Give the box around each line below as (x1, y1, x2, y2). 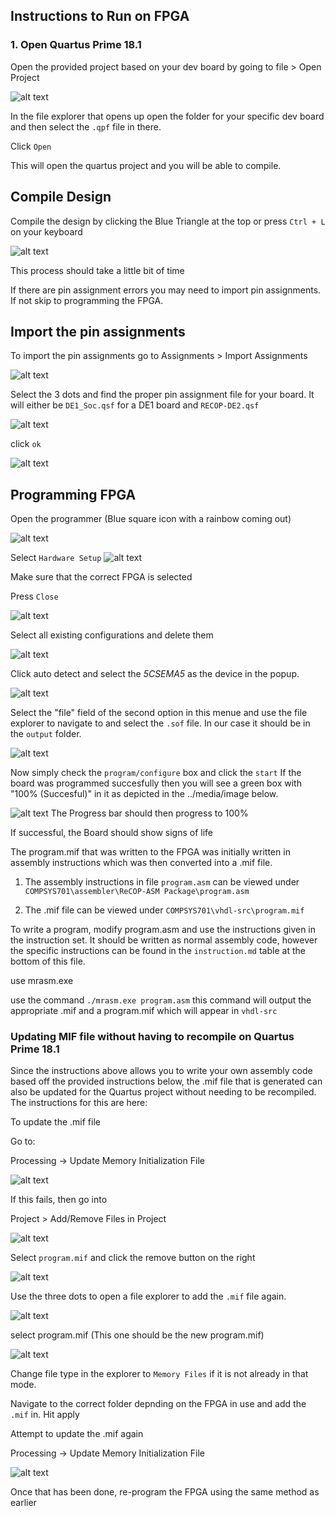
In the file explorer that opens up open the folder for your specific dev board (10, 110, 325, 122)
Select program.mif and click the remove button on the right (10, 1252, 256, 1264)
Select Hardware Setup (10, 552, 102, 564)
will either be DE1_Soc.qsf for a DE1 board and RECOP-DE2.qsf (10, 399, 260, 411)
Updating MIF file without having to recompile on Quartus (10, 1030, 295, 1044)
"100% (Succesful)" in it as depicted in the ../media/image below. (10, 788, 279, 800)
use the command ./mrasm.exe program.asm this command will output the (10, 994, 312, 1006)
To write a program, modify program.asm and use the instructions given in (10, 924, 317, 936)
